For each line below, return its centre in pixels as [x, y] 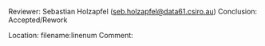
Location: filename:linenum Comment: [71, 35]
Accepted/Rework [38, 20]
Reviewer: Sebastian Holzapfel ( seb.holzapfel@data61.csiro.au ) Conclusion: [133, 11]
